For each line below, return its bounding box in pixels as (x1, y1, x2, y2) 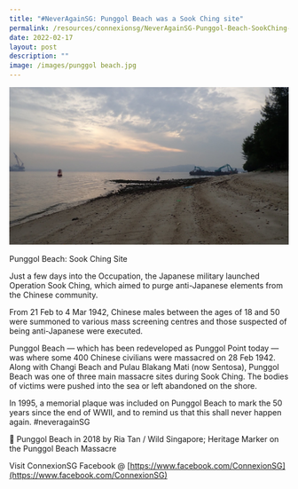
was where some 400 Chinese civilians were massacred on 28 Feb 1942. (9, 351, 277, 363)
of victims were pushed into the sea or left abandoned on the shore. (9, 380, 257, 390)
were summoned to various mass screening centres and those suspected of (9, 316, 287, 327)
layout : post (9, 43, 58, 51)
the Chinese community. (9, 289, 98, 300)
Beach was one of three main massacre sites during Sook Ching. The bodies (9, 371, 289, 382)
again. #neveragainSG (9, 416, 90, 427)
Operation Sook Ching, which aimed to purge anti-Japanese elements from (9, 280, 284, 290)
